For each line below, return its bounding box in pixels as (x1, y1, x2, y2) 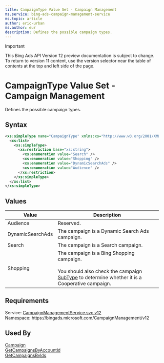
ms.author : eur (5, 25, 36, 30)
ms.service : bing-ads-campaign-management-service (5, 12, 110, 17)
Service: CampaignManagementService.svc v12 (5, 309, 102, 315)
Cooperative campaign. (58, 280, 111, 287)
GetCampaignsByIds (5, 352, 46, 358)
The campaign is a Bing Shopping (58, 250, 135, 257)
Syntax (5, 121, 27, 129)
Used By (5, 329, 31, 337)
